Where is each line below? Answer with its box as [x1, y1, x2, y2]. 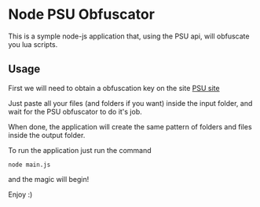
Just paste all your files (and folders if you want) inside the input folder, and [8, 98, 253, 107]
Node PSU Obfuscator [8, 5, 156, 24]
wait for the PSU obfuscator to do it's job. [8, 107, 143, 116]
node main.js [8, 161, 51, 169]
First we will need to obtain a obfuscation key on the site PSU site [8, 83, 220, 93]
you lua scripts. [8, 39, 58, 49]
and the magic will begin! [8, 174, 90, 183]
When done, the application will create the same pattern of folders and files [8, 122, 253, 131]
